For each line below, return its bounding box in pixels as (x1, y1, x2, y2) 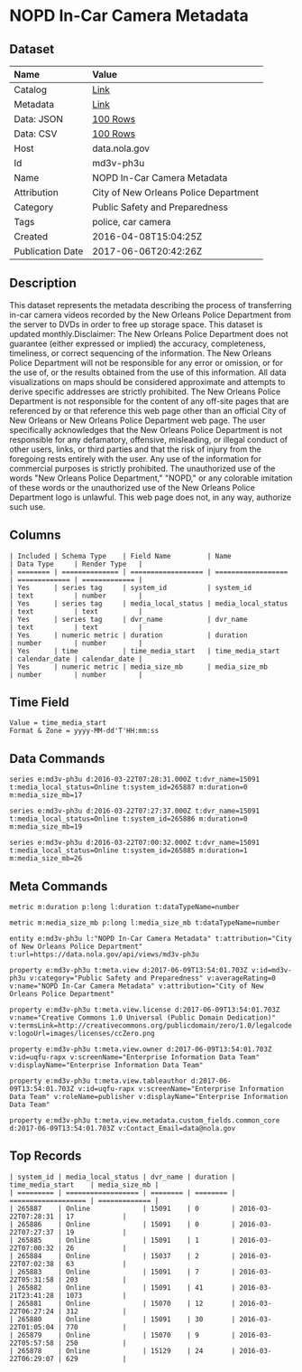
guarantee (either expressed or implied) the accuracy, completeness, (9, 338, 266, 349)
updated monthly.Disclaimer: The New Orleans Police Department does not (9, 328, 288, 339)
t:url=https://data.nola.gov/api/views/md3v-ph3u (9, 950, 200, 959)
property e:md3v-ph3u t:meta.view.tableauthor (9, 1076, 188, 1085)
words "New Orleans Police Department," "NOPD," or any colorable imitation (9, 472, 293, 484)
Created (14, 230, 49, 242)
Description (9, 276, 77, 291)
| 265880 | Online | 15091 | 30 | (9, 1314, 236, 1324)
